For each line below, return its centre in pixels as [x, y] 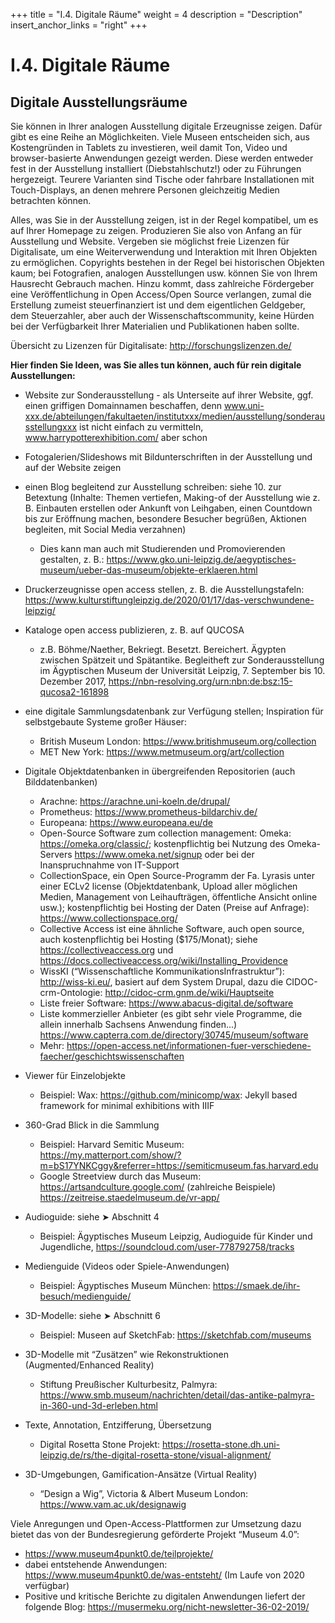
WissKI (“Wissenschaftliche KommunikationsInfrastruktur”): [162, 971]
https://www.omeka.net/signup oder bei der [164, 854]
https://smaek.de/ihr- [256, 1285]
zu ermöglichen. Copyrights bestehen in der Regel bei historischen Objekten [167, 262]
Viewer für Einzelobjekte [75, 1075]
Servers [56, 854]
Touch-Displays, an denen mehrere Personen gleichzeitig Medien [145, 190]
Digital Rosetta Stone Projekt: [100, 1444]
